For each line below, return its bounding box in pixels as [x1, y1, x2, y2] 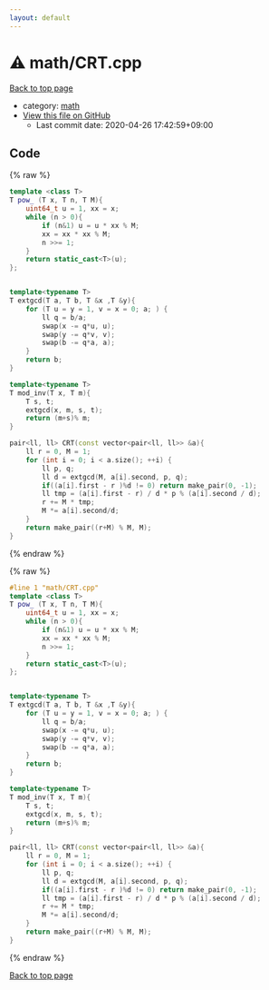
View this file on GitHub [22, 110, 111, 121]
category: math [22, 100, 80, 111]
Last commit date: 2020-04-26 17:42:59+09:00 [35, 119, 214, 130]
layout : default [9, 13, 71, 23]
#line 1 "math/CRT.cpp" [9, 583, 100, 592]
